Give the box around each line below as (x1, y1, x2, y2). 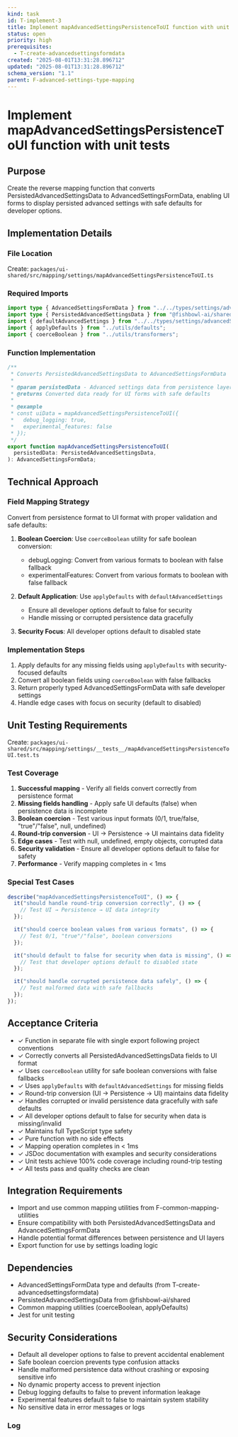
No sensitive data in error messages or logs (17, 1403, 145, 1411)
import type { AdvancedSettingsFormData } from (7, 304, 151, 312)
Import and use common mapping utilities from (17, 1204, 154, 1212)
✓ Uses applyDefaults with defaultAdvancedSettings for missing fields (17, 1081, 224, 1089)
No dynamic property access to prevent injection (17, 1380, 161, 1389)
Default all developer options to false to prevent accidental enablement (17, 1350, 225, 1359)
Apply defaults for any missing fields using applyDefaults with (17, 661, 200, 670)
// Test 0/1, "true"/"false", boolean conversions (20, 932, 173, 940)
